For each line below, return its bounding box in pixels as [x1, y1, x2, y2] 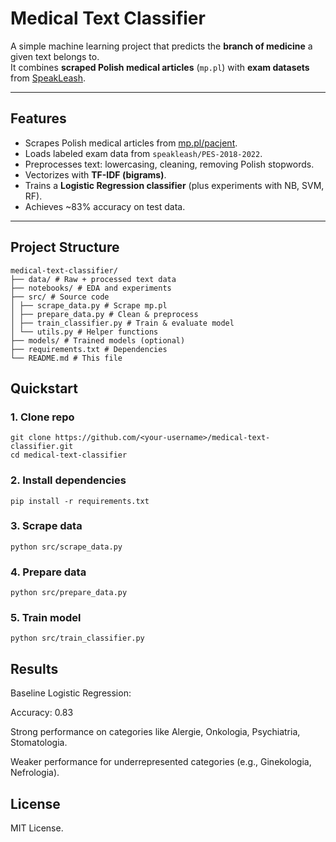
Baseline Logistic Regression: [10, 687, 132, 699]
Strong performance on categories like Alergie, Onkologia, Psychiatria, [10, 726, 301, 738]
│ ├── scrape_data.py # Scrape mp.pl [10, 300, 168, 311]
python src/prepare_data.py [10, 588, 128, 598]
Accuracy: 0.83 [10, 707, 74, 719]
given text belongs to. [10, 50, 100, 62]
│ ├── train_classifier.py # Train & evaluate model [10, 318, 235, 328]
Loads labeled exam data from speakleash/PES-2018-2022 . [24, 147, 263, 159]
